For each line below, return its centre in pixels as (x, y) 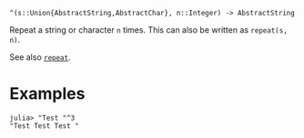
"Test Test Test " (44, 126)
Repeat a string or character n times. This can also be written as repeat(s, (149, 30)
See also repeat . (40, 57)
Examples (47, 94)
